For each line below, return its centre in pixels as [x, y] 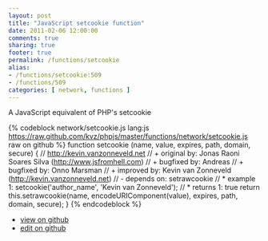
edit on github [43, 228]
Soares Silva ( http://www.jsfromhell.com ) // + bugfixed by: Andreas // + [126, 162]
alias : [19, 68]
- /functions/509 [37, 82]
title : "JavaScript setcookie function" [77, 23]
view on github [44, 219]
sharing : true [32, 45]
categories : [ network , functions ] [69, 90]
